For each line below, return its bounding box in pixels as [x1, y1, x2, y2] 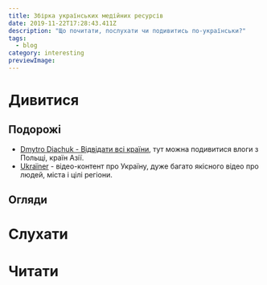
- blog [15, 42, 38, 50]
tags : [8, 34, 27, 43]
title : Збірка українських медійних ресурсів [8, 11, 163, 20]
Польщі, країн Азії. [19, 153, 84, 162]
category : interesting [8, 49, 84, 57]
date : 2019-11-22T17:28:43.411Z [8, 19, 117, 27]
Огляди [8, 193, 48, 207]
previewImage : [8, 57, 56, 65]
